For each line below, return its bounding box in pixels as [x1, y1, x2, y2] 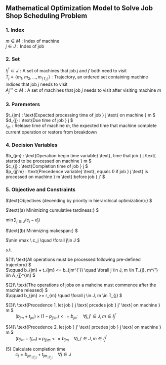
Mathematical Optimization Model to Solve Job [5, 4, 153, 12]
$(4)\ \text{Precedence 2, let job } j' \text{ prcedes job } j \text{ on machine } [5, 324, 162, 330]
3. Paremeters [5, 101, 41, 108]
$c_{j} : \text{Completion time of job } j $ [5, 163, 88, 169]
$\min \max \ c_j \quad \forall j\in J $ [5, 237, 81, 243]
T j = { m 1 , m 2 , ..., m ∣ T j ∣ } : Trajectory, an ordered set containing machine [5, 74, 148, 82]
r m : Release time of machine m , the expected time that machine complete [5, 122, 157, 130]
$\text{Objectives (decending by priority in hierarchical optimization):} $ [5, 197, 153, 203]
